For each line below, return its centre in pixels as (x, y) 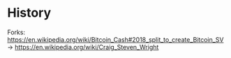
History (29, 13)
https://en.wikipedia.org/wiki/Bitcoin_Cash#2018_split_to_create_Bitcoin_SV (115, 39)
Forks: (16, 32)
